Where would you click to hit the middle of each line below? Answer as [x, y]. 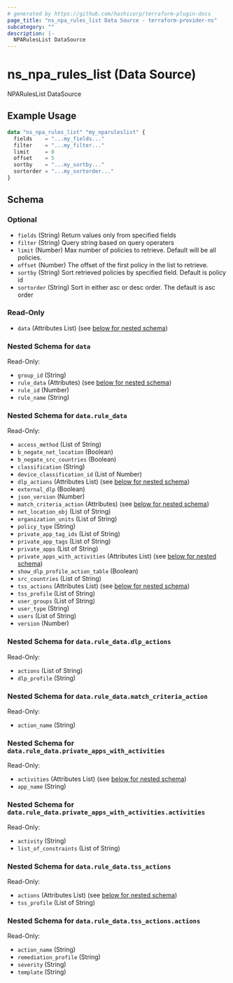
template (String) [42, 972]
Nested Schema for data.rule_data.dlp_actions [89, 641]
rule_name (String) [43, 398]
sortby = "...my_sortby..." [59, 165]
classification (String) [51, 467]
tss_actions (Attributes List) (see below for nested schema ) [104, 586]
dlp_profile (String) [46, 678]
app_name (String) [42, 787]
